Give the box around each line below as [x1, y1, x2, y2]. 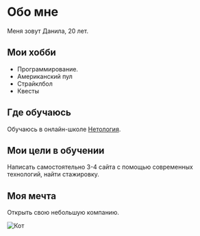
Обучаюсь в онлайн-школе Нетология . [7, 125, 121, 133]
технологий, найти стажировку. [7, 170, 99, 178]
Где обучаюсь [7, 107, 72, 119]
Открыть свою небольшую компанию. [7, 209, 120, 217]
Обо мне [7, 4, 59, 20]
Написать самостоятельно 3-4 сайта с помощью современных [7, 163, 193, 172]
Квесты [16, 86, 40, 95]
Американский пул [16, 72, 73, 80]
